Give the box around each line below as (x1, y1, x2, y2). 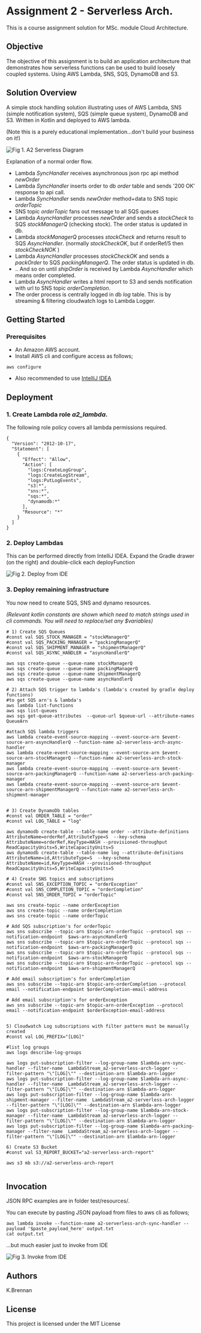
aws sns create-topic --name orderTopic (6, 912, 109, 919)
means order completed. (14, 272, 76, 279)
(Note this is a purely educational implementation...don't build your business (6, 128, 194, 135)
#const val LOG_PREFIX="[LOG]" (6, 1034, 85, 1040)
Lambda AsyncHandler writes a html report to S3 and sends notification (14, 278, 193, 285)
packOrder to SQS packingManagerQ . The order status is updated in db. (14, 258, 195, 266)
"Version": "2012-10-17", (11, 441, 77, 447)
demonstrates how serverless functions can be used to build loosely (6, 64, 175, 71)
